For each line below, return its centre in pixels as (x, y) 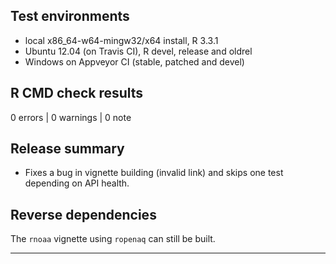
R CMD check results (77, 93)
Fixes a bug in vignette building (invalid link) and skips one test (154, 173)
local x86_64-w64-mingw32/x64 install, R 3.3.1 (121, 40)
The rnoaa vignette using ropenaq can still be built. (113, 239)
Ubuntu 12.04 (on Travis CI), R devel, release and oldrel (138, 51)
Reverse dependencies (83, 214)
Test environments (70, 16)
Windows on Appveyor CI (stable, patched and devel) (134, 61)
